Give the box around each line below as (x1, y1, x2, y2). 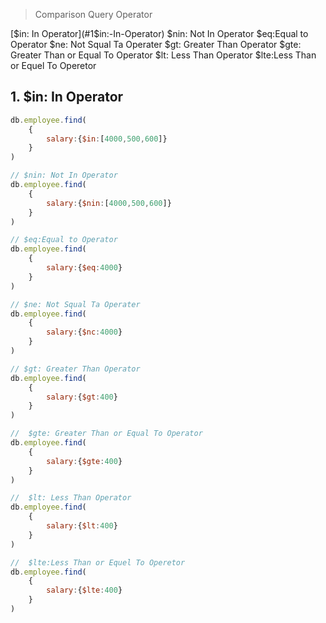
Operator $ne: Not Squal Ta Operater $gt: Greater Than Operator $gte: (10, 39, 302, 50)
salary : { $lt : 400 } (46, 521, 118, 531)
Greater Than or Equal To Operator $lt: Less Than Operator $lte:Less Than (10, 49, 317, 61)
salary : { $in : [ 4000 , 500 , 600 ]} (46, 134, 168, 144)
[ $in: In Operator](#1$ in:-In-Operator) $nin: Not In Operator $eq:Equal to (10, 28, 309, 39)
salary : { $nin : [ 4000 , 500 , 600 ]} (46, 198, 172, 208)
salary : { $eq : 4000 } (46, 263, 123, 273)
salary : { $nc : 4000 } (46, 327, 123, 338)
